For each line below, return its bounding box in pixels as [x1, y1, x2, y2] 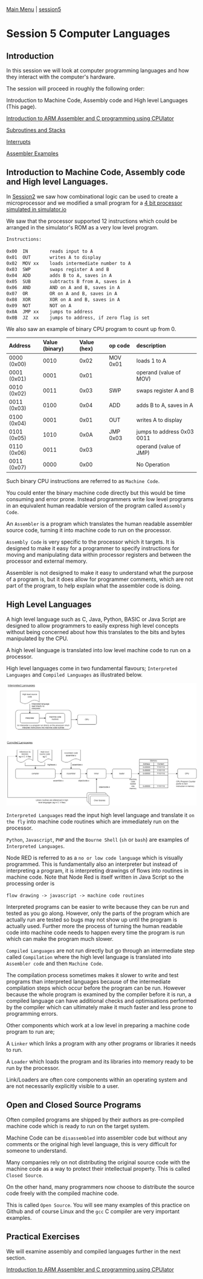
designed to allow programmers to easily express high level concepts [6, 622, 179, 629]
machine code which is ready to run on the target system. [6, 1122, 150, 1129]
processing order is [6, 879, 55, 887]
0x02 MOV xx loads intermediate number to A [6, 260, 131, 266]
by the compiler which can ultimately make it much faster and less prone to [6, 1003, 193, 1011]
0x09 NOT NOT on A [6, 303, 71, 309]
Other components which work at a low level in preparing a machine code [6, 1021, 190, 1029]
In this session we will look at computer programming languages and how [6, 67, 189, 74]
